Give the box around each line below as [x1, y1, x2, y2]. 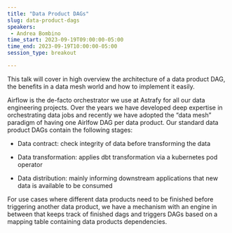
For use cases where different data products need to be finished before [7, 194, 214, 204]
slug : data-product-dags [7, 17, 80, 24]
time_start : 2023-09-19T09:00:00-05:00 [7, 36, 124, 44]
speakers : [7, 23, 36, 30]
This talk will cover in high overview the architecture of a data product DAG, [7, 74, 226, 83]
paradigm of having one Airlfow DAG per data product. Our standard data [7, 118, 219, 126]
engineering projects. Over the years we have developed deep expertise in [7, 103, 223, 112]
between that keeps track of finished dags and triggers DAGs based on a [7, 210, 218, 218]
